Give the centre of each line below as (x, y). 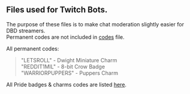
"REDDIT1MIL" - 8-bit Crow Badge (63, 66)
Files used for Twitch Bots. (57, 10)
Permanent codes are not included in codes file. (65, 37)
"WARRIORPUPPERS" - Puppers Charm (70, 73)
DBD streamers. (26, 31)
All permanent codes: (33, 48)
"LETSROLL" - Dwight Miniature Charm (69, 60)
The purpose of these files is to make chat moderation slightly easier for (95, 24)
